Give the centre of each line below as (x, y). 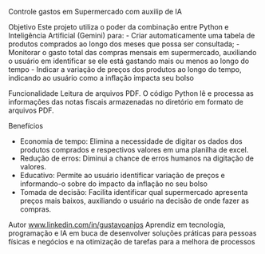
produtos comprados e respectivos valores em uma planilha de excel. (134, 150)
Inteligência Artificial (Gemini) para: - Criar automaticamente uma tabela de (132, 36)
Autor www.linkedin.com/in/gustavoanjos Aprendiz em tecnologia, (117, 224)
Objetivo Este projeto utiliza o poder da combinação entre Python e (119, 27)
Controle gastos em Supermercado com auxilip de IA (95, 12)
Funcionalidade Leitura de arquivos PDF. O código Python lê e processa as (131, 93)
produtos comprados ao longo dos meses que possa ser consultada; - (124, 44)
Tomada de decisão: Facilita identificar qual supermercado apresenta (134, 192)
